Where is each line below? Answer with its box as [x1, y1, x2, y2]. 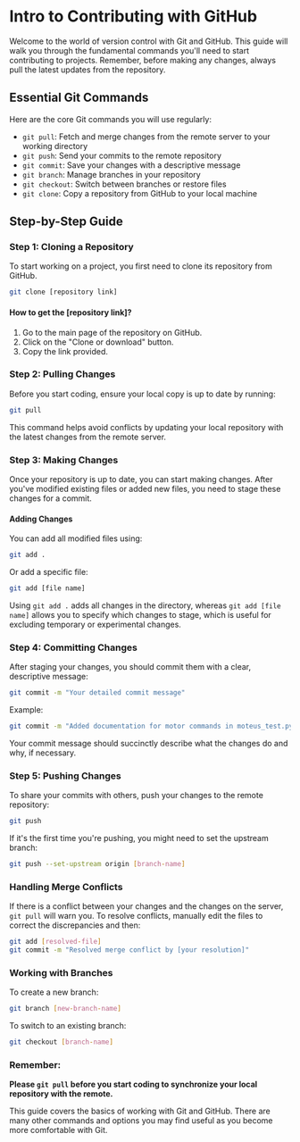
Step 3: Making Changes [9, 454, 119, 466]
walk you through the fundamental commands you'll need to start [9, 45, 250, 55]
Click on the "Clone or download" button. [21, 337, 174, 347]
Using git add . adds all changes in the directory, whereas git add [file [9, 600, 281, 611]
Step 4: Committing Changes [9, 641, 138, 654]
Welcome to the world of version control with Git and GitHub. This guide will [9, 36, 288, 46]
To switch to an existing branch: [9, 1021, 127, 1031]
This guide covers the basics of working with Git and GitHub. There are [9, 1105, 271, 1117]
